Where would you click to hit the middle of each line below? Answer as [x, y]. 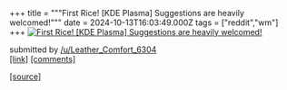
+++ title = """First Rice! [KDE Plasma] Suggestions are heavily [127, 13]
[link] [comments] [43, 59]
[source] [25, 76]
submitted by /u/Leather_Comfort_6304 [83, 49]
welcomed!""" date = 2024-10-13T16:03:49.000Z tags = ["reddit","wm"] [144, 22]
